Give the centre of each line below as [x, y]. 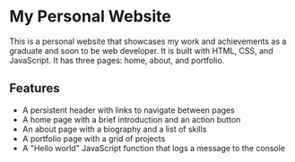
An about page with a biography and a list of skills [114, 129]
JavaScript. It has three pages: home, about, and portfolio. [117, 60]
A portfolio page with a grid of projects [94, 138]
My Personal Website [91, 17]
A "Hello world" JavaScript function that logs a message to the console [153, 148]
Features [35, 88]
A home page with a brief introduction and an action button [131, 119]
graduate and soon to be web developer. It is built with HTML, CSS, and [141, 50]
